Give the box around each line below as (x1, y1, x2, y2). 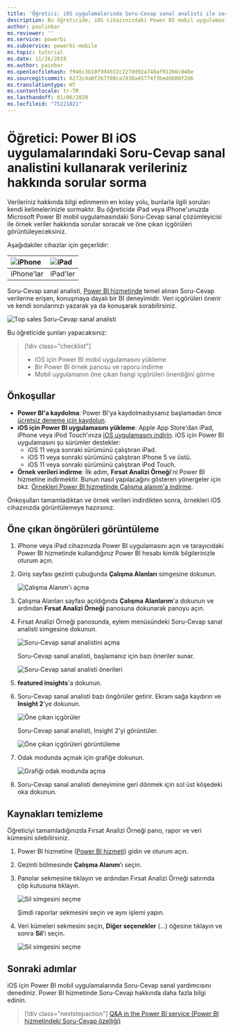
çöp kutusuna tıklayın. (17, 881, 80, 890)
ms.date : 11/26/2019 (7, 56, 67, 63)
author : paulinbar (7, 23, 60, 30)
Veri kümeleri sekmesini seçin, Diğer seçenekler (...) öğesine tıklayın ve (17, 922, 223, 931)
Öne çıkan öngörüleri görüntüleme (7, 524, 159, 535)
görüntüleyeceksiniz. (7, 227, 67, 235)
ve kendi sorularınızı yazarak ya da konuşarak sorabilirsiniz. (7, 301, 177, 310)
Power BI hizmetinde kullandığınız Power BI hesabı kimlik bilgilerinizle (17, 549, 216, 558)
